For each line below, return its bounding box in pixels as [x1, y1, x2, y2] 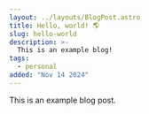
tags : [9, 54, 29, 63]
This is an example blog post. [9, 95, 117, 105]
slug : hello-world [9, 29, 77, 38]
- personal [17, 63, 58, 72]
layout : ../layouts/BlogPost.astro [9, 12, 141, 22]
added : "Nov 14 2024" [9, 71, 90, 80]
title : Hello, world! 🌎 [9, 21, 100, 30]
